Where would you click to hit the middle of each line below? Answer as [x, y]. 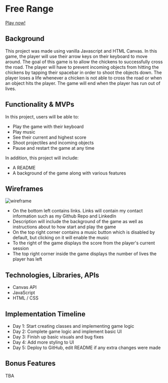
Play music [24, 132]
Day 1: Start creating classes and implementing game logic [73, 326]
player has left [27, 259]
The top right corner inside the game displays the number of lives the [85, 254]
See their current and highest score [49, 137]
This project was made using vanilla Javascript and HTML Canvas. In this [81, 51]
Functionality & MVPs [40, 104]
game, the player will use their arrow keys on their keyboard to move [76, 56]
